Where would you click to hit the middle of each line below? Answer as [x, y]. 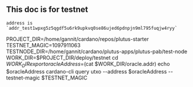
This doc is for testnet [47, 10]
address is [19, 23]
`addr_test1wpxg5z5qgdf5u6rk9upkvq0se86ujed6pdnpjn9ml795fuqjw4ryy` [92, 28]
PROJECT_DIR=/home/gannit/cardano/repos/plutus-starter [77, 39]
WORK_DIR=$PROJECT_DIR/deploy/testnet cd [62, 57]
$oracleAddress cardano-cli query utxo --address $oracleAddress [86, 71]
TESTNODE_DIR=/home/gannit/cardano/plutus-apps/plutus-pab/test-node [97, 51]
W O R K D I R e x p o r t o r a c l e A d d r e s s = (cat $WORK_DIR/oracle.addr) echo [88, 65]
